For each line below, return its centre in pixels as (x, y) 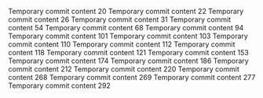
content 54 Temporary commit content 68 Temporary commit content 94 (126, 28)
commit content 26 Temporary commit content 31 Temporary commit (120, 19)
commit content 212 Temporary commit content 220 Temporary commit (124, 69)
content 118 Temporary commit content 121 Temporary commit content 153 (128, 52)
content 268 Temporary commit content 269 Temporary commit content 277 (132, 77)
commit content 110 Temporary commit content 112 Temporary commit (122, 44)
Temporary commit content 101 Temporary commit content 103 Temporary (128, 36)
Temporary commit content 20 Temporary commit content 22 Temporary (126, 11)
